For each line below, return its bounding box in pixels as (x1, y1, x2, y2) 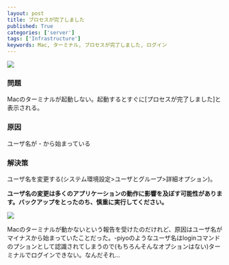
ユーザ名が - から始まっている (7, 139, 91, 148)
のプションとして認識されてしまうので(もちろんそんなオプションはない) (7, 242, 209, 250)
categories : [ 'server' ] (7, 29, 75, 36)
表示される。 (7, 104, 43, 112)
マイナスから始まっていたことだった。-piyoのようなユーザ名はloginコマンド (7, 234, 221, 242)
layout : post (7, 10, 44, 17)
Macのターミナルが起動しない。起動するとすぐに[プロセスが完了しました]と (7, 95, 221, 103)
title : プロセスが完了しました (7, 16, 85, 23)
